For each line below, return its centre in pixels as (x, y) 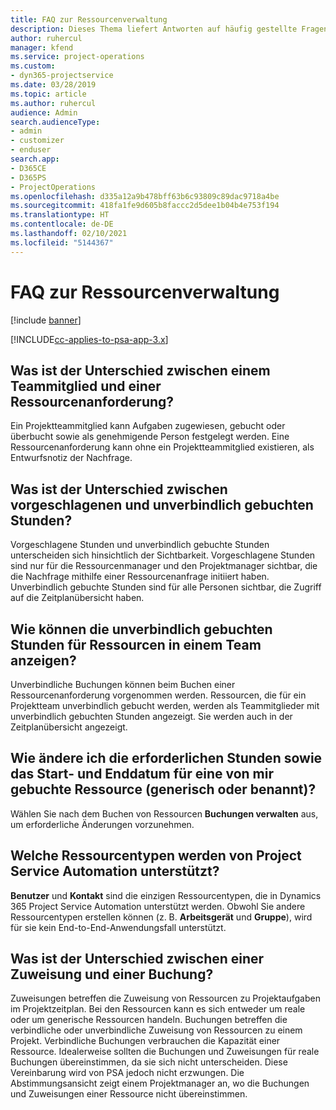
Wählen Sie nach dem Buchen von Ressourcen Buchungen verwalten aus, (164, 813)
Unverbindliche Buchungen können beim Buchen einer (123, 684)
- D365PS (28, 177)
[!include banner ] (46, 320)
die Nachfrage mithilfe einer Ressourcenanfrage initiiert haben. (140, 577)
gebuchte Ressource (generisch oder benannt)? (163, 789)
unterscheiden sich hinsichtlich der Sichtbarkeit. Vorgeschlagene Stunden (163, 555)
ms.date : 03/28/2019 (53, 85)
